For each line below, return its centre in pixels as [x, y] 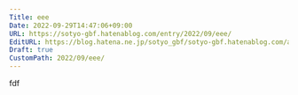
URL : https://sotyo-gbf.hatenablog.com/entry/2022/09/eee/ [121, 33]
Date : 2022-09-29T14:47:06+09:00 [71, 26]
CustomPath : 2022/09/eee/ [57, 58]
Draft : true [31, 50]
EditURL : [25, 42]
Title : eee [29, 17]
